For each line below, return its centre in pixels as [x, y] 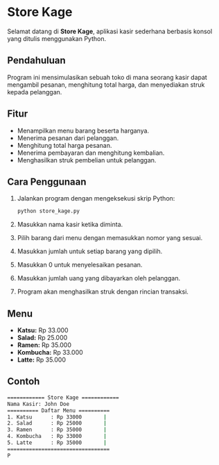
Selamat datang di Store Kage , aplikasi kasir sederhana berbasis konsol [110, 31]
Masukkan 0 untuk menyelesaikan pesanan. [80, 265]
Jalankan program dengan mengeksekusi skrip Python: [96, 198]
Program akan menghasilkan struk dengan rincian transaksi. [103, 291]
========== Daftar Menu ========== [59, 410]
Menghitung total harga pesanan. [64, 145]
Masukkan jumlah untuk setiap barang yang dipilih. [90, 251]
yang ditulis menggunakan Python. [56, 38]
